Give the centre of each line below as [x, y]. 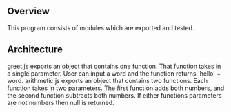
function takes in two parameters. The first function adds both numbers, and [116, 88]
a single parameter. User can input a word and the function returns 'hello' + [114, 73]
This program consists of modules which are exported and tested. [101, 27]
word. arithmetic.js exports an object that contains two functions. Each [108, 80]
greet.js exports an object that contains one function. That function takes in [114, 66]
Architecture [35, 50]
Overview [29, 11]
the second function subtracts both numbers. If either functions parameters [114, 95]
